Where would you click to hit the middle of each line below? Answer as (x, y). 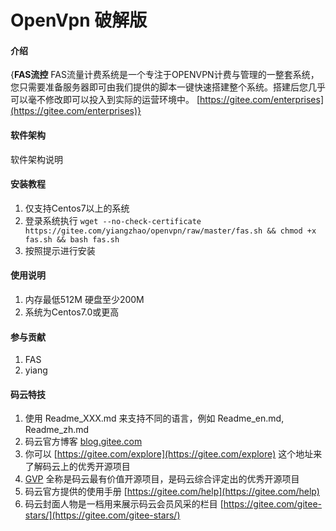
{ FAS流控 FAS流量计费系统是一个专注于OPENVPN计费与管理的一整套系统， (165, 75)
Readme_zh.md (57, 430)
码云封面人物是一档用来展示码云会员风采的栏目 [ (124, 504)
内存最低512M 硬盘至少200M (84, 299)
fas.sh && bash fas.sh (72, 239)
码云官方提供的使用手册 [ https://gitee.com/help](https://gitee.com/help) (172, 492)
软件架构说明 (36, 159)
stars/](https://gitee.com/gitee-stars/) (102, 515)
